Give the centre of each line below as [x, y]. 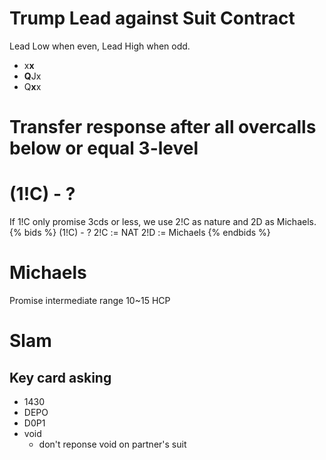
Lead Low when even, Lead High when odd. [100, 46]
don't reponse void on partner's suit [112, 444]
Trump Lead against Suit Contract [152, 18]
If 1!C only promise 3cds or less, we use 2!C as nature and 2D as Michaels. [163, 222]
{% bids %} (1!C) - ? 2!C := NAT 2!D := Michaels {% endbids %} [140, 233]
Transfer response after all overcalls [163, 127]
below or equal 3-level [104, 148]
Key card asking [60, 377]
